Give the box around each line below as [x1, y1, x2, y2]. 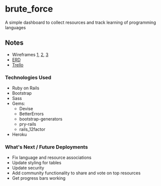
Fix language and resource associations [12, 154, 92, 161]
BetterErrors [19, 111, 44, 117]
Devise [19, 106, 33, 112]
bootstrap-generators [19, 116, 63, 122]
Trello [12, 62, 24, 68]
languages [5, 24, 26, 30]
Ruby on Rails [12, 85, 40, 91]
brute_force [5, 3, 53, 15]
